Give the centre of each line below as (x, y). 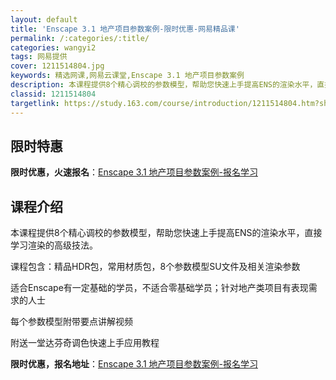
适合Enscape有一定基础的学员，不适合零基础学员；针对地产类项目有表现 (159, 288)
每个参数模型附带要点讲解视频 (71, 322)
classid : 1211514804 (53, 94)
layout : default (44, 19)
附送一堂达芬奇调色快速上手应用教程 (85, 343)
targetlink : (35, 103)
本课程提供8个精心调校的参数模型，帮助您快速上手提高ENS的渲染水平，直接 (166, 233)
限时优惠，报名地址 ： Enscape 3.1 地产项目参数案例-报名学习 (134, 364)
